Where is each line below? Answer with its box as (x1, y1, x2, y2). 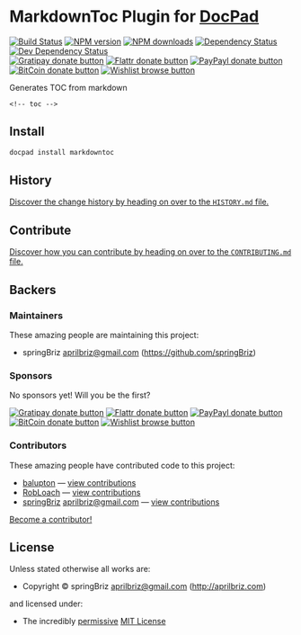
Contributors (9, 439, 67, 452)
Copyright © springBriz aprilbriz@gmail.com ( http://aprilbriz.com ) (22, 581, 267, 592)
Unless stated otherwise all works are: (9, 564, 151, 575)
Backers (9, 282, 57, 298)
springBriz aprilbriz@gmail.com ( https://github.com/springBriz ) (22, 346, 256, 357)
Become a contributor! (9, 514, 93, 524)
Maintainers (9, 309, 64, 321)
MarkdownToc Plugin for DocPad (9, 6, 260, 27)
